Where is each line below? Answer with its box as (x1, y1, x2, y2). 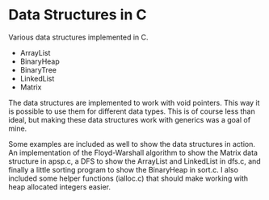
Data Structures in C (8, 6, 147, 24)
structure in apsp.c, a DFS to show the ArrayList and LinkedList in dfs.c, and (8, 156, 261, 166)
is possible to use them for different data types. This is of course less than (8, 106, 256, 116)
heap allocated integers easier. (8, 181, 111, 191)
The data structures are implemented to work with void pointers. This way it (8, 98, 260, 107)
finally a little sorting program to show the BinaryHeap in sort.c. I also (8, 165, 238, 174)
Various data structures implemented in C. (8, 32, 149, 42)
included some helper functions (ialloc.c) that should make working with (8, 173, 249, 183)
